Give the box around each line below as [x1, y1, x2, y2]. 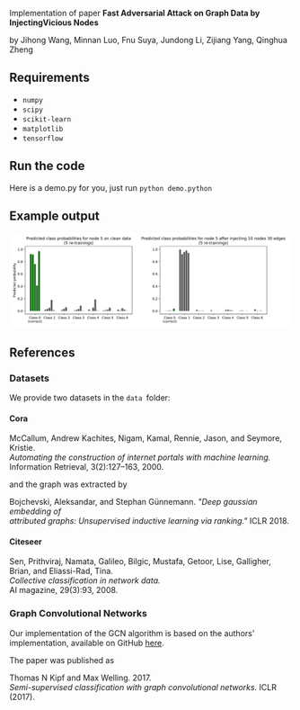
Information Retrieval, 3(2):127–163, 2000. [9, 462, 164, 472]
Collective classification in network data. [9, 575, 161, 586]
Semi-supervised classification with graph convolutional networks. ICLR [9, 681, 277, 692]
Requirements [9, 70, 90, 85]
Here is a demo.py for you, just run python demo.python [9, 182, 213, 193]
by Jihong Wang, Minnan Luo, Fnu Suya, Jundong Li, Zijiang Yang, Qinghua [9, 35, 287, 45]
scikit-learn [22, 114, 72, 124]
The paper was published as [9, 654, 115, 665]
